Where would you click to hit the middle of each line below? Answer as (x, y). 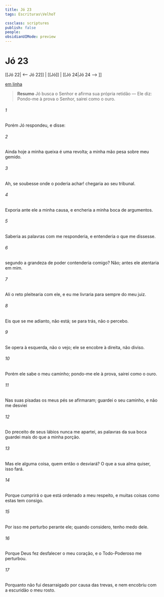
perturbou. (16, 559)
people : (13, 32)
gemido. (13, 157)
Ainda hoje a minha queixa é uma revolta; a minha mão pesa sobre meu (77, 152)
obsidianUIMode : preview (30, 37)
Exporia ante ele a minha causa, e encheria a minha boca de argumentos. (79, 210)
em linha (14, 84)
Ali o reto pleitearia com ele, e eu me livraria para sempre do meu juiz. (76, 295)
